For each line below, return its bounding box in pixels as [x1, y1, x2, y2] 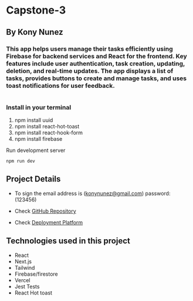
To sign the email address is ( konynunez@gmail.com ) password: [14, 190, 171, 197]
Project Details [6, 174, 61, 184]
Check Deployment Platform [14, 219, 83, 226]
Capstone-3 [6, 4, 66, 17]
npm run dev [6, 158, 35, 164]
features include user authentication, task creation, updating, [6, 59, 185, 68]
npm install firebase [14, 135, 63, 143]
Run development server [6, 147, 66, 154]
